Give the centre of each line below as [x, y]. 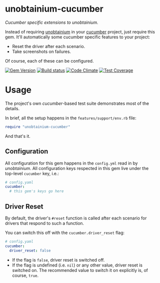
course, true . [25, 275]
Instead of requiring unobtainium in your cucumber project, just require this [80, 32]
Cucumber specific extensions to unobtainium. [52, 22]
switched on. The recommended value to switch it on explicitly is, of [80, 270]
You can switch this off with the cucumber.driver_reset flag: [65, 233]
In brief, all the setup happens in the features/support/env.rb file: [71, 118]
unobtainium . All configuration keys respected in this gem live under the [77, 168]
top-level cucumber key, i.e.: [32, 173]
